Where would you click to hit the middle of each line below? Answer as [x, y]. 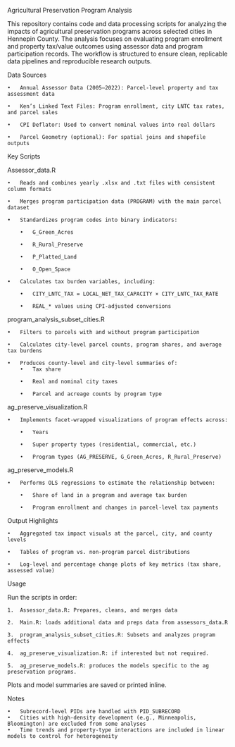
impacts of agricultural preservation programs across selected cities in [110, 31]
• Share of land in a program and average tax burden [104, 495]
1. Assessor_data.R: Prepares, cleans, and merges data [93, 610]
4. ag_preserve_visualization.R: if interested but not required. [108, 653]
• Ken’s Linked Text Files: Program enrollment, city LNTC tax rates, [116, 106]
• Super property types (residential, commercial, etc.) [108, 445]
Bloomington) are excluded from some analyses [77, 724]
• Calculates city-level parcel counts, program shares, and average [114, 345]
